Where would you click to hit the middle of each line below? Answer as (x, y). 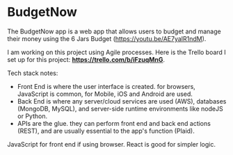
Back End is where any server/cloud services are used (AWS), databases (122, 101)
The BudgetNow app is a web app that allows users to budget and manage (114, 31)
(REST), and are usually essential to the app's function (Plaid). (106, 131)
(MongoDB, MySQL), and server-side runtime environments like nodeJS (120, 108)
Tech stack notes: (33, 73)
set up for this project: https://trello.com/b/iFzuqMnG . (86, 59)
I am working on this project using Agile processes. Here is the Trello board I (116, 52)
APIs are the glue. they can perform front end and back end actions (114, 123)
